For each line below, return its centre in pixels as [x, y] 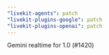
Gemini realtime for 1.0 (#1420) [51, 45]
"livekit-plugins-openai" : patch [55, 26]
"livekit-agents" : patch [43, 13]
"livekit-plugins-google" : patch [55, 20]
